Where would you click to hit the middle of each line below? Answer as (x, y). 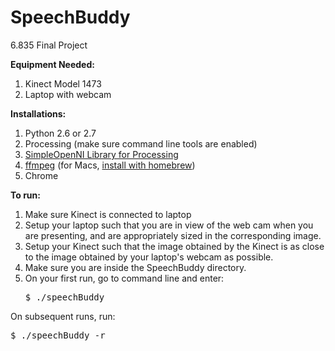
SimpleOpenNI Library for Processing (101, 154)
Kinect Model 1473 (63, 83)
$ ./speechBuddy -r (58, 335)
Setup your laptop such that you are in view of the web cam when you (169, 225)
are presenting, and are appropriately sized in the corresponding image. (173, 235)
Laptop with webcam (68, 94)
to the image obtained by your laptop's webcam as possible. (149, 257)
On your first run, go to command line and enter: (124, 278)
